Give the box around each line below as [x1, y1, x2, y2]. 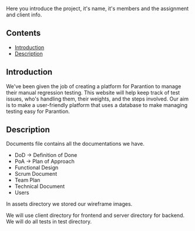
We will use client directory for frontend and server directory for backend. [6, 212, 185, 219]
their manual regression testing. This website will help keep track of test [6, 89, 180, 96]
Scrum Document [14, 170, 58, 178]
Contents [6, 28, 41, 38]
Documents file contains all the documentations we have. [6, 140, 145, 148]
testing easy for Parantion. [6, 108, 70, 115]
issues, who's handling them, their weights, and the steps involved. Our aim [6, 95, 189, 102]
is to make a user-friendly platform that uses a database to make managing [6, 101, 188, 108]
